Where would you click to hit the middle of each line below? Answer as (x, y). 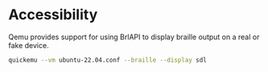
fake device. (29, 45)
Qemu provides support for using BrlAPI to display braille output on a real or (134, 37)
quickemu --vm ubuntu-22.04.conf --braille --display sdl (107, 60)
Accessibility (53, 15)
